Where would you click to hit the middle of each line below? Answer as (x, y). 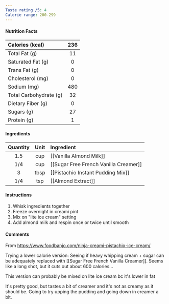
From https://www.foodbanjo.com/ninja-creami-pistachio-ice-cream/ (78, 246)
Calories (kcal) (26, 45)
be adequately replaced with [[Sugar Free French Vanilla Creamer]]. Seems (84, 261)
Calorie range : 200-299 (31, 15)
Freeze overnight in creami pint (45, 212)
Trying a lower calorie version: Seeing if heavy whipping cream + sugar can (85, 256)
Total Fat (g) (22, 53)
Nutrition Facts (21, 31)
